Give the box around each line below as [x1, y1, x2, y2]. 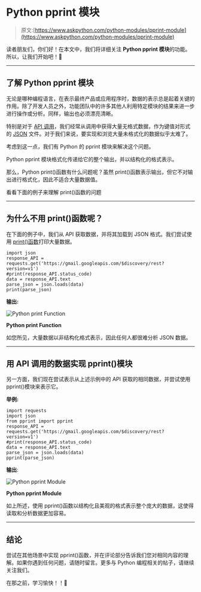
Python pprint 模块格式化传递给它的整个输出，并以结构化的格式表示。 [6, 155, 178, 162]
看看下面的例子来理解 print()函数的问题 [6, 188, 102, 195]
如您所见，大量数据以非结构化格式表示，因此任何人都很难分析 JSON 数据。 [6, 334, 191, 341]
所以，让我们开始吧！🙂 [6, 53, 63, 60]
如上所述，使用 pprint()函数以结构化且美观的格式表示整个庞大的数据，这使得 [6, 502, 194, 509]
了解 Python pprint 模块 [6, 78, 94, 88]
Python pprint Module [6, 490, 62, 497]
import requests [6, 408, 47, 414]
